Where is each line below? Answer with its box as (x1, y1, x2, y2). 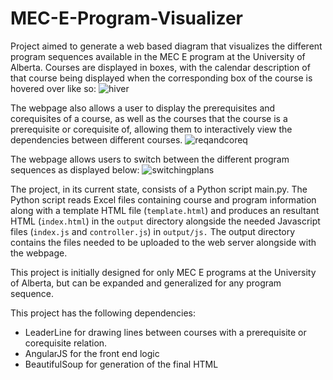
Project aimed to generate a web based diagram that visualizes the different (10, 40, 323, 52)
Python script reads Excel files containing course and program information (10, 193, 317, 206)
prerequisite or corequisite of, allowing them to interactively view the (10, 123, 293, 135)
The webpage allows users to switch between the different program (10, 153, 290, 165)
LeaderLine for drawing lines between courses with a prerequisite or (24, 326, 307, 338)
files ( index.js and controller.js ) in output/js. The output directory (10, 225, 296, 237)
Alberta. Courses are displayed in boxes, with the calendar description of (10, 61, 311, 73)
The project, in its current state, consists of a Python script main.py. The (10, 183, 308, 195)
